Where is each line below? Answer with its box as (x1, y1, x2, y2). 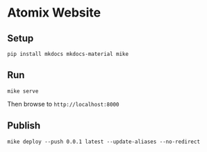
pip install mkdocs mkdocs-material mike (7, 50, 129, 57)
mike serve (7, 88, 39, 95)
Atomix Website (7, 5, 101, 21)
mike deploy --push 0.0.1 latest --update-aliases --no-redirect (7, 138, 200, 145)
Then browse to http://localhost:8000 (7, 99, 119, 108)
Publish (7, 120, 41, 132)
